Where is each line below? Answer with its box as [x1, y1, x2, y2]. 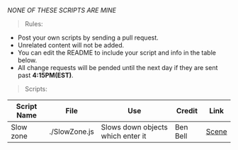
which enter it [101, 131, 147, 141]
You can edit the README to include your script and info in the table [17, 49, 216, 57]
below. [17, 56, 38, 64]
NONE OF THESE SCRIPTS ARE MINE [7, 6, 117, 14]
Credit [176, 106, 198, 115]
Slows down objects [101, 122, 169, 132]
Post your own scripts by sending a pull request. [17, 33, 159, 42]
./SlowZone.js [49, 127, 94, 137]
